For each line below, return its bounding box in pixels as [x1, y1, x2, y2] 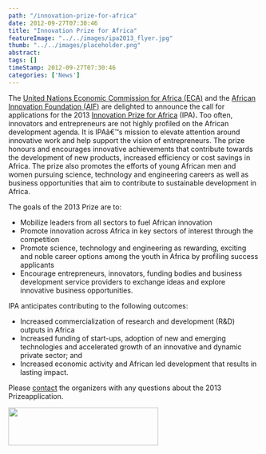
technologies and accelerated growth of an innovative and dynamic [19, 341, 242, 352]
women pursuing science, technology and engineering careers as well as [8, 169, 249, 179]
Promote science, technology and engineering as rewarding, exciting [19, 243, 247, 253]
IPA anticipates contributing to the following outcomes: [8, 301, 189, 310]
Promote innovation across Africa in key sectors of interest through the [19, 225, 254, 236]
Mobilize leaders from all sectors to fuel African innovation [19, 217, 213, 227]
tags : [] [8, 57, 38, 65]
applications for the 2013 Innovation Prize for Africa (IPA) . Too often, [8, 110, 233, 120]
